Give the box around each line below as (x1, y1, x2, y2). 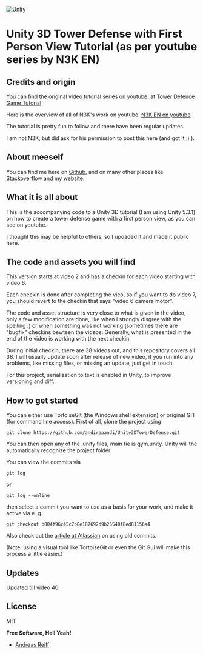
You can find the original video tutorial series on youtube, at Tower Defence (6, 93, 195, 100)
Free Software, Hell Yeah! (6, 629, 72, 636)
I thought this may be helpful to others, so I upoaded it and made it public (6, 233, 189, 240)
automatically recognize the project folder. (6, 447, 112, 454)
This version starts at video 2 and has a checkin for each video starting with (6, 273, 196, 280)
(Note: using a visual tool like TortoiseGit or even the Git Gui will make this (6, 544, 190, 551)
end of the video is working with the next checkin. (6, 335, 131, 342)
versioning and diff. (6, 378, 55, 385)
